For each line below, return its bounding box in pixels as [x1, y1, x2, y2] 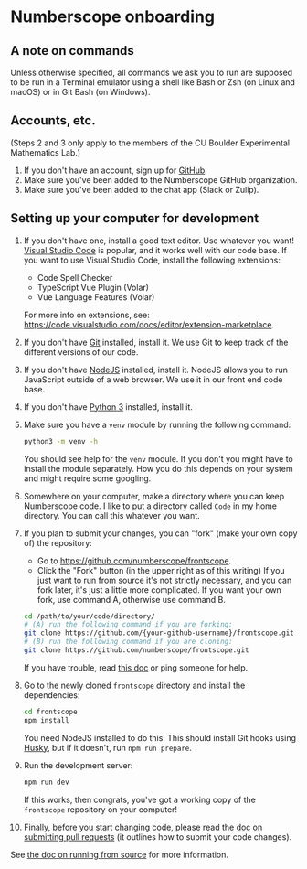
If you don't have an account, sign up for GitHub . [23, 165, 208, 176]
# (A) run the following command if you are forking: [23, 620, 233, 629]
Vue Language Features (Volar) [37, 291, 155, 303]
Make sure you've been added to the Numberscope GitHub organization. [23, 174, 298, 185]
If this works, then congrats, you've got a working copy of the [23, 794, 257, 805]
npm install [23, 715, 69, 724]
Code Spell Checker [37, 272, 113, 283]
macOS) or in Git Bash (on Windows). [10, 87, 151, 97]
